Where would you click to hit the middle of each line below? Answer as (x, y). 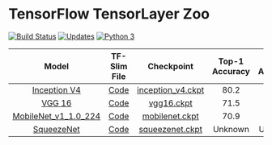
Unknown (231, 129)
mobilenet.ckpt (171, 116)
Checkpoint (171, 66)
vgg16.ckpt (170, 103)
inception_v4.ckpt (171, 89)
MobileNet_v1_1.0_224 (57, 116)
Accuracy (231, 71)
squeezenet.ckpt (170, 129)
